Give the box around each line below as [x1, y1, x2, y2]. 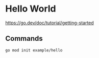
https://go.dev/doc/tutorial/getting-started [5, 20, 94, 26]
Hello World [5, 3, 56, 15]
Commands [5, 34, 43, 43]
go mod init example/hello [5, 47, 63, 53]
